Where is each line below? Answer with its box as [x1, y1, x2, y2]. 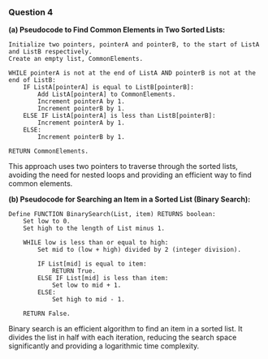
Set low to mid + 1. [51, 281, 122, 290]
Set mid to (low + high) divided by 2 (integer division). [37, 246, 242, 254]
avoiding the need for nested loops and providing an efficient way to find [8, 170, 252, 180]
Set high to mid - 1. [51, 296, 126, 304]
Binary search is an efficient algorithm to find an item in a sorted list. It [8, 324, 243, 334]
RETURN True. [51, 267, 96, 275]
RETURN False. [23, 309, 71, 318]
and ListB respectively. [8, 48, 93, 56]
